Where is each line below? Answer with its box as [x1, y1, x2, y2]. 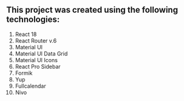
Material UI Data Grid [15, 50, 68, 57]
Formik [15, 69, 33, 77]
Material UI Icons [15, 56, 58, 63]
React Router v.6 [15, 37, 57, 44]
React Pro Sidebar [15, 63, 61, 70]
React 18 [15, 30, 37, 38]
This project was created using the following [6, 5, 178, 15]
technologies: [6, 15, 60, 25]
